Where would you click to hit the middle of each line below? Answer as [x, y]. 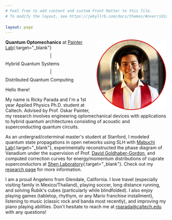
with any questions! [26, 212]
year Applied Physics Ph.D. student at [45, 105]
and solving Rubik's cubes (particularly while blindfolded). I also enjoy [79, 190]
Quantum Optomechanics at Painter [44, 42]
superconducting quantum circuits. [42, 127]
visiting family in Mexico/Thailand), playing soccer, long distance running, [83, 185]
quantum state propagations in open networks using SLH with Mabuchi [80, 142]
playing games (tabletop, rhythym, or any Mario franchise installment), [79, 196]
